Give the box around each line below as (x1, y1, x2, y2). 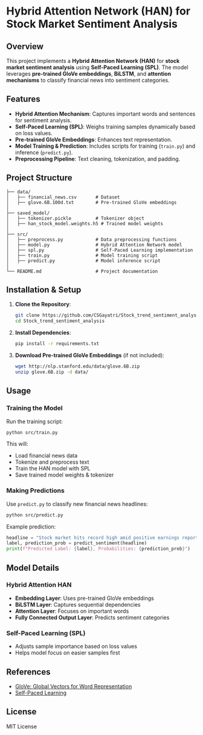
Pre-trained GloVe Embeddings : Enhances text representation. (14, 136, 172, 143)
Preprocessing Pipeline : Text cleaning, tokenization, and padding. (14, 155, 181, 162)
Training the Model (6, 404, 63, 412)
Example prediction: (6, 522, 56, 530)
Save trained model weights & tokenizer (14, 471, 114, 479)
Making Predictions (6, 486, 65, 495)
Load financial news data (14, 452, 78, 460)
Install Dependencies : (14, 329, 71, 337)
